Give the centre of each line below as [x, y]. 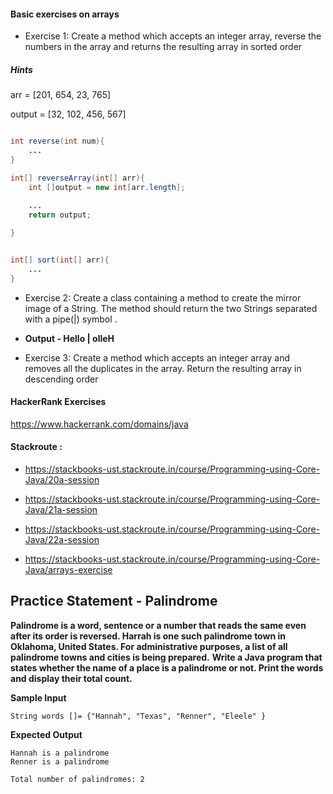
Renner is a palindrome [60, 761]
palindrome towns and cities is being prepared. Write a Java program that [166, 657]
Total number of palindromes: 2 [77, 779]
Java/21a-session [61, 510]
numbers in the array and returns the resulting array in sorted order [163, 47]
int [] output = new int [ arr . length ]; [107, 187]
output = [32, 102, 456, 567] [68, 114]
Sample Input [38, 697]
